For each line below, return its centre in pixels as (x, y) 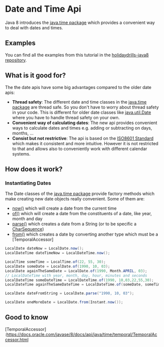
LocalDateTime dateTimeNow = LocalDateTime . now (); (58, 253)
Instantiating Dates (28, 183)
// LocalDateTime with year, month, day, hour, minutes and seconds (76, 275)
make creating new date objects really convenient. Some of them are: (75, 199)
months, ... (23, 133)
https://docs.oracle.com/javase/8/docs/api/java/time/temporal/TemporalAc (82, 334)
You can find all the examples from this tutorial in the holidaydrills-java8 (77, 55)
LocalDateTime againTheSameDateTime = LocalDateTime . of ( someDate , (74, 284)
